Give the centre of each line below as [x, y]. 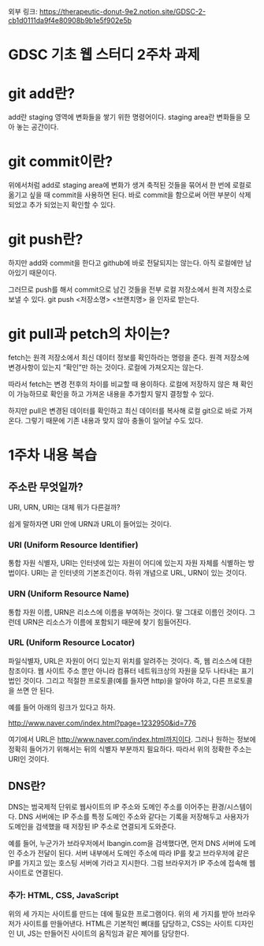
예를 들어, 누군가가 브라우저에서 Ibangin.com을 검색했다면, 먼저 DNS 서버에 [125, 843]
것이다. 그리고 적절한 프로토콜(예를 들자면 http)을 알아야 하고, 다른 [124, 680]
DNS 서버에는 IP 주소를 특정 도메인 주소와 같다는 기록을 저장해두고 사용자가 [134, 816]
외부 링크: [23, 11]
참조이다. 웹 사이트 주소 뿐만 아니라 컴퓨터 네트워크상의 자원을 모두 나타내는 [124, 670]
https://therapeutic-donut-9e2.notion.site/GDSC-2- [123, 11]
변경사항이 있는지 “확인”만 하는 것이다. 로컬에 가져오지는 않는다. [106, 367]
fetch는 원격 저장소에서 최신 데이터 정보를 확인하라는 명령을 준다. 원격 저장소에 [129, 357]
